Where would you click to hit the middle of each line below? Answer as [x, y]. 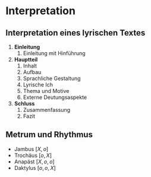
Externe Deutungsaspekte [55, 97]
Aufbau [32, 72]
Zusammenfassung [47, 110]
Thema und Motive [46, 91]
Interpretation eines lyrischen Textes [75, 33]
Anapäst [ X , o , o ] [34, 162]
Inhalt [30, 66]
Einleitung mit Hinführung [54, 53]
